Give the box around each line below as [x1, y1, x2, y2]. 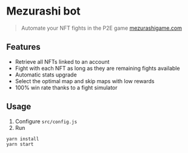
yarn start [6, 141, 34, 147]
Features [6, 42, 41, 52]
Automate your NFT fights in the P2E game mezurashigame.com [21, 24, 182, 32]
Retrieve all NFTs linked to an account [15, 58, 110, 65]
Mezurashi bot [6, 4, 81, 18]
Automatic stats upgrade [15, 71, 77, 78]
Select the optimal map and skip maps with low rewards [15, 77, 155, 84]
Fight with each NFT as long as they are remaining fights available [15, 64, 180, 72]
